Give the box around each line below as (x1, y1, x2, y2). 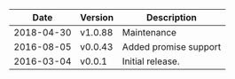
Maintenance (121, 27, 177, 38)
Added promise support (121, 41, 222, 52)
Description (145, 12, 197, 23)
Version (79, 12, 114, 23)
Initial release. (121, 55, 180, 67)
